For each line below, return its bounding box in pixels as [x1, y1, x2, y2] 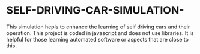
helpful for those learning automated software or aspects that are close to [6, 36, 189, 43]
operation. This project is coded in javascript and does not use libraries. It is [6, 29, 194, 36]
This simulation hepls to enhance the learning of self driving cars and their [6, 23, 190, 30]
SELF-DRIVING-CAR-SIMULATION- [6, 4, 184, 17]
